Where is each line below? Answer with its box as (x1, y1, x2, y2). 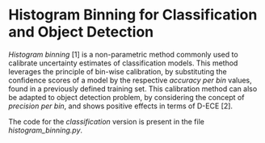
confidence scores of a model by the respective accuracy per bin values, (8, 75, 252, 85)
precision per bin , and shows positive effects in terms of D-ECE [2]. (8, 101, 233, 111)
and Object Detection (8, 23, 154, 41)
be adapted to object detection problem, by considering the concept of (8, 92, 245, 102)
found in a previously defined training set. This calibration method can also (8, 83, 258, 94)
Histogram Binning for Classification (8, 6, 258, 24)
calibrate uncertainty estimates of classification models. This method (8, 58, 238, 68)
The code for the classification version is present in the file (8, 116, 204, 126)
